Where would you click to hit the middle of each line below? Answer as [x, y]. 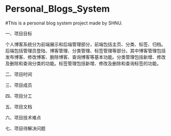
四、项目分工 [19, 96]
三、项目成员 [19, 85]
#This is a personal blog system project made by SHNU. [64, 23]
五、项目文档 [19, 106]
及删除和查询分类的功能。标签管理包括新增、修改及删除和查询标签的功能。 [83, 63]
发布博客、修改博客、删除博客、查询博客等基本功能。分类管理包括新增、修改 [85, 57]
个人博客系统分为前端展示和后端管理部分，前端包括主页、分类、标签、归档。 [85, 44]
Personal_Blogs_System [58, 9]
